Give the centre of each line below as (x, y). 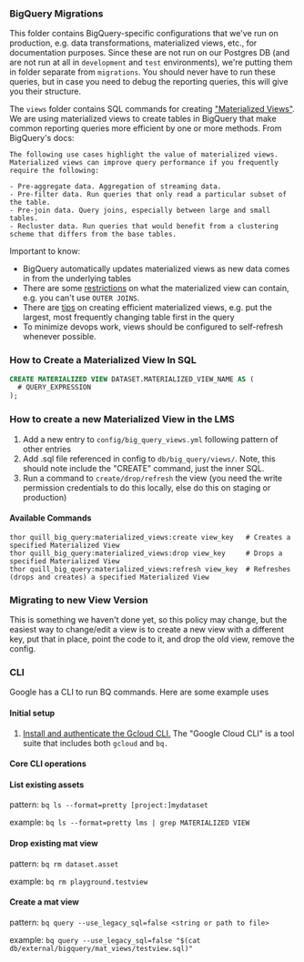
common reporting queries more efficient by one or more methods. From (146, 128)
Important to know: (45, 251)
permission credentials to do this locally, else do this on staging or (147, 487)
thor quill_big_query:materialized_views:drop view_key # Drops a (146, 553)
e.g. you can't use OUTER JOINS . (81, 298)
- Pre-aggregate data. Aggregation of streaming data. (116, 187)
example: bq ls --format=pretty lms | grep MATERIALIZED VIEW (130, 823)
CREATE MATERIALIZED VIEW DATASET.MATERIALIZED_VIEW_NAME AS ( (132, 379)
